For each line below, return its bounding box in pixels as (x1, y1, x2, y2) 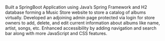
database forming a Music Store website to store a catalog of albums (5, 9, 146, 15)
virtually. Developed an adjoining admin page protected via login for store (5, 15, 155, 20)
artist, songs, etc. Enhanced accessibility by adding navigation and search (5, 25, 157, 31)
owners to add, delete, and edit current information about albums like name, (5, 20, 160, 26)
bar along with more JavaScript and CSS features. (5, 31, 108, 36)
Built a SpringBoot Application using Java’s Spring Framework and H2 (5, 4, 147, 10)
